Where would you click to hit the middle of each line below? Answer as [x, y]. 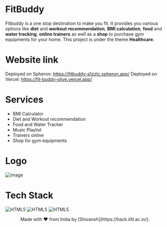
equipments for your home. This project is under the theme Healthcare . [80, 39]
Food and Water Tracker [38, 124]
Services [25, 100]
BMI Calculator [28, 113]
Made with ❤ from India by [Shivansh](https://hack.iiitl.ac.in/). [85, 219]
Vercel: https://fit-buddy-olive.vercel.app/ [49, 79]
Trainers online [28, 135]
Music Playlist [27, 129]
